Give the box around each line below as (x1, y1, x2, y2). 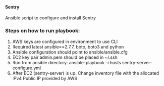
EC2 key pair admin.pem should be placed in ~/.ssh (12, 54, 118, 60)
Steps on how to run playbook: (5, 27, 80, 34)
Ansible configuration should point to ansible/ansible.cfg (12, 49, 128, 55)
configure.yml (12, 65, 41, 71)
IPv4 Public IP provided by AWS (12, 75, 78, 81)
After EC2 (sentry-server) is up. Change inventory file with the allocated (12, 70, 160, 76)
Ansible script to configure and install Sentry (5, 15, 96, 21)
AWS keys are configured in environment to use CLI (12, 39, 118, 44)
